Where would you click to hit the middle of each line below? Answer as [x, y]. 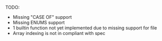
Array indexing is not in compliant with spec [59, 33]
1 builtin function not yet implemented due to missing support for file [85, 28]
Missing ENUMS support [39, 23]
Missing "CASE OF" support [42, 17]
